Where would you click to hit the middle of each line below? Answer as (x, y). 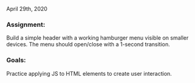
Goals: (16, 60)
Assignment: (26, 24)
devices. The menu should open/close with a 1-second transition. (88, 45)
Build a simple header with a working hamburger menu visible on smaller (97, 38)
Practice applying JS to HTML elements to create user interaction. (89, 73)
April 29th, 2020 (27, 9)
